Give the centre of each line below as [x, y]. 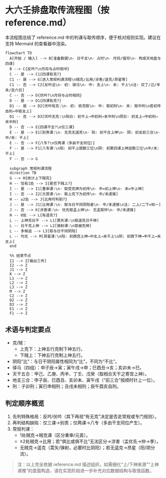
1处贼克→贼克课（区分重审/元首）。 [55, 435]
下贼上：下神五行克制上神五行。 [52, 355]
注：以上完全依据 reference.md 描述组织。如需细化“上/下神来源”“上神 [88, 464]
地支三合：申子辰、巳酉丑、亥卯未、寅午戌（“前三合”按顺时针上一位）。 [85, 380]
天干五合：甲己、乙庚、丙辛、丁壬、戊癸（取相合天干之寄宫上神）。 [81, 373]
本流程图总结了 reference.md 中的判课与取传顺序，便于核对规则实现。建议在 [83, 37]
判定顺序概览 [25, 404]
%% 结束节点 [20, 255]
